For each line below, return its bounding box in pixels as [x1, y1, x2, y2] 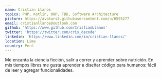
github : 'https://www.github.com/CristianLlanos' [5, 25, 108, 30]
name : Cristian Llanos [5, 7, 51, 12]
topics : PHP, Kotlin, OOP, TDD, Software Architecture [5, 12, 119, 17]
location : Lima [5, 39, 36, 44]
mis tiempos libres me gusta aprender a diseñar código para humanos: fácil [5, 62, 157, 68]
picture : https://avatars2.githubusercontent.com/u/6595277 [5, 16, 130, 21]
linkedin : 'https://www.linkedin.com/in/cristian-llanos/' [5, 35, 127, 39]
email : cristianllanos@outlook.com [5, 20, 77, 26]
